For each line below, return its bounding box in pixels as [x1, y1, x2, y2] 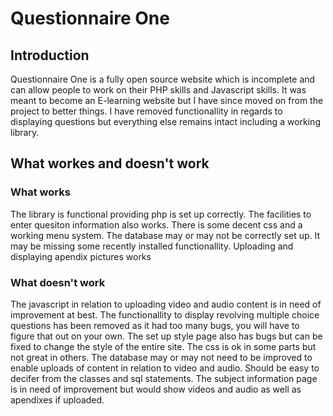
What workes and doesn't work [10, 155, 210, 172]
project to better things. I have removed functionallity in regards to [10, 105, 283, 117]
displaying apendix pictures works [10, 250, 152, 262]
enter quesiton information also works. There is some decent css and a [10, 218, 303, 231]
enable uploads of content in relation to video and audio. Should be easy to [10, 362, 320, 374]
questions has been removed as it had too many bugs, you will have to [10, 319, 300, 331]
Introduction [10, 47, 90, 64]
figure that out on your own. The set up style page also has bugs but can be [10, 330, 323, 342]
